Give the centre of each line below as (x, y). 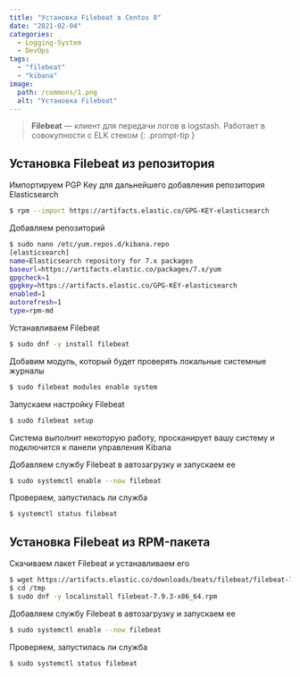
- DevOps (33, 51)
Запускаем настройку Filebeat (67, 404)
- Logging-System (50, 42)
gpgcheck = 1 (29, 278)
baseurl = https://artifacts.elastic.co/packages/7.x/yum (115, 269)
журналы (27, 371)
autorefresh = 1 (36, 303)
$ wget (21, 580)
